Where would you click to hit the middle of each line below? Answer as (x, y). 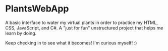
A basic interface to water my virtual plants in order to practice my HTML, (81, 22)
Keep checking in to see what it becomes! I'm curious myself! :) (71, 42)
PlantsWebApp (37, 9)
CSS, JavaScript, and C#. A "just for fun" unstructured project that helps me (84, 27)
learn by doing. (21, 33)
